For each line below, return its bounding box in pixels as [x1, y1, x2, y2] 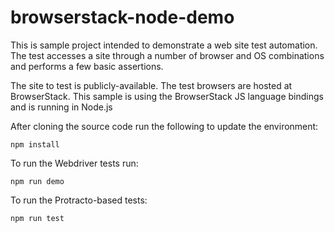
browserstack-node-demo [10, 6, 235, 29]
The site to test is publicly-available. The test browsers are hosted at [10, 79, 293, 91]
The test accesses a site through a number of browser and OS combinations [10, 49, 325, 61]
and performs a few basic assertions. [10, 60, 164, 72]
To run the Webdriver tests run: [10, 157, 139, 169]
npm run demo [10, 176, 65, 186]
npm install [10, 139, 60, 150]
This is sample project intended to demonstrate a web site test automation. [10, 39, 318, 51]
